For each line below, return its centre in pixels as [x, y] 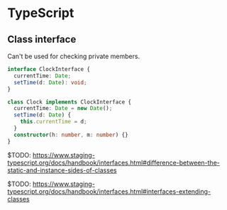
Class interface [42, 39]
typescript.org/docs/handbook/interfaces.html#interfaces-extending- [109, 191]
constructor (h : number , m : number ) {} [71, 135]
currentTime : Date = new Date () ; [63, 109]
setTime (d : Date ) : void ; [50, 82]
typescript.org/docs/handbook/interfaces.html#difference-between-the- [113, 162]
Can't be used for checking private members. [74, 56]
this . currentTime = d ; [54, 122]
